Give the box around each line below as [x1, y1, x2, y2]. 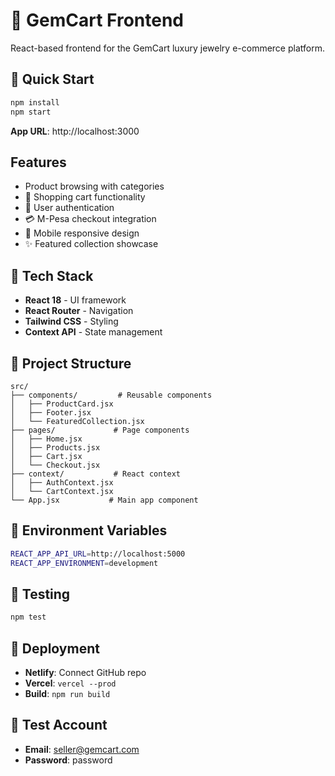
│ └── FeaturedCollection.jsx [10, 416, 145, 426]
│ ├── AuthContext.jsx [10, 477, 114, 488]
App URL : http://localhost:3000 [10, 125, 140, 137]
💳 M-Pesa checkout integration [24, 213, 157, 225]
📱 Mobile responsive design [24, 227, 140, 239]
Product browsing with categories [24, 180, 165, 193]
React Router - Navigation [24, 305, 134, 317]
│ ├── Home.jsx [10, 434, 83, 444]
